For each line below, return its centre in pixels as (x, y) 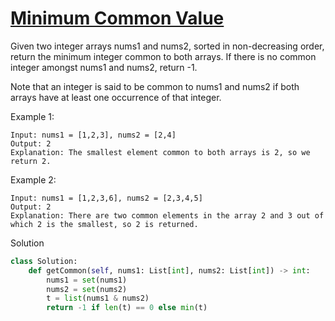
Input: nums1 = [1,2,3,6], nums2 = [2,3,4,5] (106, 198)
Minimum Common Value (117, 18)
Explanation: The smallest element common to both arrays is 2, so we (160, 152)
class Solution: (44, 261)
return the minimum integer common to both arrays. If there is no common (163, 56)
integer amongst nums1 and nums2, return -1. (104, 67)
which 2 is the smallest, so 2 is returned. (104, 224)
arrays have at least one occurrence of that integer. (116, 97)
